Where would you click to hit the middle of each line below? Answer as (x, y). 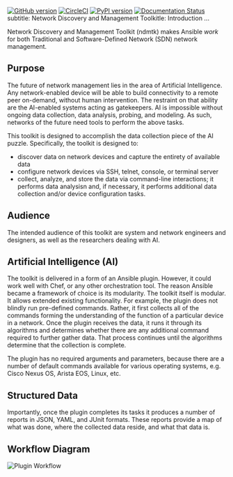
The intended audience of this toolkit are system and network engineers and (116, 232)
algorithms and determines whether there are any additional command (108, 331)
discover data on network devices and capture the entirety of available (119, 156)
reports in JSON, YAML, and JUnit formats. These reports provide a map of (115, 420)
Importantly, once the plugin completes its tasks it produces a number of (111, 412)
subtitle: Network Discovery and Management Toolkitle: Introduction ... (109, 18)
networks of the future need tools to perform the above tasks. (96, 122)
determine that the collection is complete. (67, 345)
